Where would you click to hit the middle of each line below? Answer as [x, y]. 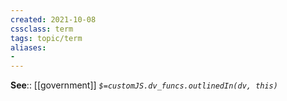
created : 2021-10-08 [53, 19]
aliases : [28, 47]
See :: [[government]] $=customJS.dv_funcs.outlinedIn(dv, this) [144, 85]
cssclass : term [42, 29]
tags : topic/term [46, 38]
